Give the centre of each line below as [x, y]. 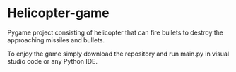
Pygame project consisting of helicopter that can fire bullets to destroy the [116, 32]
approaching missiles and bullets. [56, 40]
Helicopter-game [58, 13]
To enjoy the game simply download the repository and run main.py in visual [118, 54]
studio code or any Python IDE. [52, 61]
